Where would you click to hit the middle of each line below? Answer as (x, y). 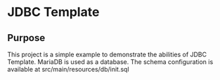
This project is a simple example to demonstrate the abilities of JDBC (107, 54)
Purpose (26, 38)
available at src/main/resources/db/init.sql (68, 69)
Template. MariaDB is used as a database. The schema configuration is (110, 62)
